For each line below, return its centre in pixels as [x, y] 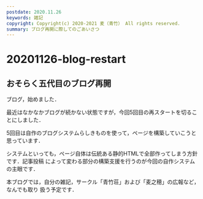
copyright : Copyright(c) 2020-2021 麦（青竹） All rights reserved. [94, 23]
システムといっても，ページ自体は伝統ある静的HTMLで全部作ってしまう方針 [102, 154]
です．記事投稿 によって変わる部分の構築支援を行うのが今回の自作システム [101, 161]
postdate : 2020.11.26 [34, 12]
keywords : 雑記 [25, 18]
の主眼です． [22, 169]
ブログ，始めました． [33, 99]
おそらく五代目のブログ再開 [59, 83]
